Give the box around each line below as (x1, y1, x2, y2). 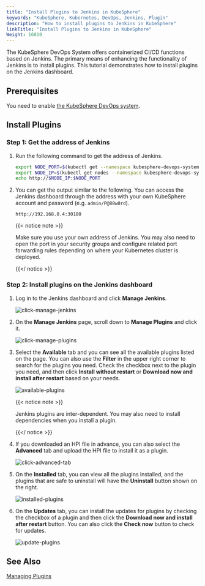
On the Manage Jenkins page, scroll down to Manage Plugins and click (15, 318, 198, 325)
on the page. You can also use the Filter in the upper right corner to (15, 355, 186, 362)
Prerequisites (6, 86, 59, 96)
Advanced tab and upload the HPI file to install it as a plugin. (15, 446, 168, 454)
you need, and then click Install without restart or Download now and (15, 368, 193, 375)
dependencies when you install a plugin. (15, 416, 117, 424)
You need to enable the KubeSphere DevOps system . (6, 102, 141, 109)
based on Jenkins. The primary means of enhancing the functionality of (6, 55, 187, 62)
